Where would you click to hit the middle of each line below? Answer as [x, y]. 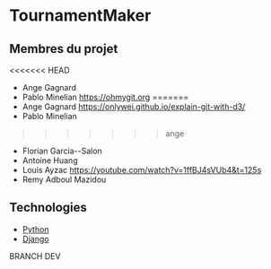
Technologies [48, 208]
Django [35, 239]
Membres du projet [64, 49]
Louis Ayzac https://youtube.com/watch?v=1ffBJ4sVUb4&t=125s [142, 170]
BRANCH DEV [35, 256]
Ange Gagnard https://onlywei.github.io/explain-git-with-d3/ [134, 107]
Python [35, 229]
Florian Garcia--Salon [62, 151]
